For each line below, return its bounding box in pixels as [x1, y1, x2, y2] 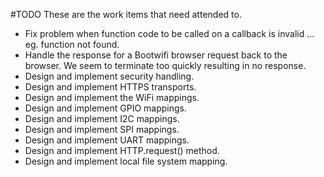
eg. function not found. [24, 39, 120, 50]
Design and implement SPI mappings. [24, 124, 180, 135]
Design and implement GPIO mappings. [24, 102, 188, 114]
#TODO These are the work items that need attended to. [10, 9, 242, 20]
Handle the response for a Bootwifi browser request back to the [24, 49, 288, 61]
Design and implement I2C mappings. [24, 113, 180, 124]
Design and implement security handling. [24, 70, 195, 82]
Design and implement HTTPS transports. [24, 81, 197, 93]
